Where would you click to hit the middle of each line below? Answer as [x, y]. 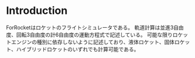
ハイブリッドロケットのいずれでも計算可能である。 [78, 49]
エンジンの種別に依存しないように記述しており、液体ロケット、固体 [93, 42]
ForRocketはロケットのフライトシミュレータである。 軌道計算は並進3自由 [95, 27]
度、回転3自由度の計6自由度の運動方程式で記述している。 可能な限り [89, 35]
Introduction [37, 11]
